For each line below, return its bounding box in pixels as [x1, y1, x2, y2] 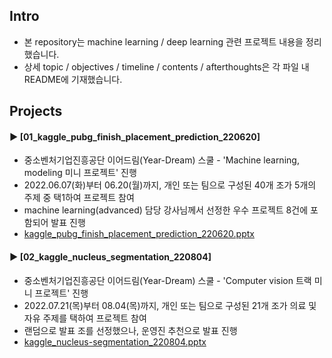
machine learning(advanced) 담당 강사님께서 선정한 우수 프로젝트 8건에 [23, 204, 309, 216]
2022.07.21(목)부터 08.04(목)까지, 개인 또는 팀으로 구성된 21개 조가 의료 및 [23, 299, 317, 311]
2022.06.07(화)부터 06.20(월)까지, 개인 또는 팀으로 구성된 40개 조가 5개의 [23, 179, 317, 191]
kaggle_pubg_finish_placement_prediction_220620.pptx [23, 228, 255, 240]
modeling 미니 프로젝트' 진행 [23, 167, 137, 179]
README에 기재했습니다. [23, 73, 123, 85]
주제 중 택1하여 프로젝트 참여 [23, 192, 135, 204]
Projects [9, 103, 63, 120]
